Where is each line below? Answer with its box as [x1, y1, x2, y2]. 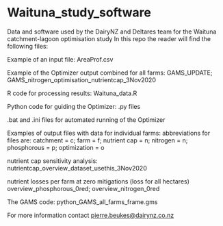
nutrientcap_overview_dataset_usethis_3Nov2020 [7, 164, 147, 172]
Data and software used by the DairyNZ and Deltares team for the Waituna [7, 27, 217, 36]
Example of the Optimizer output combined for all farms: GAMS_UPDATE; [7, 68, 213, 77]
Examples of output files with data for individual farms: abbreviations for [7, 129, 211, 137]
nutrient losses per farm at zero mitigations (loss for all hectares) [7, 177, 190, 186]
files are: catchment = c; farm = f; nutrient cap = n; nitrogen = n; [7, 136, 188, 145]
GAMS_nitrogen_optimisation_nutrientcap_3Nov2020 [7, 75, 156, 84]
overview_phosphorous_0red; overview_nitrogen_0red [7, 184, 160, 192]
